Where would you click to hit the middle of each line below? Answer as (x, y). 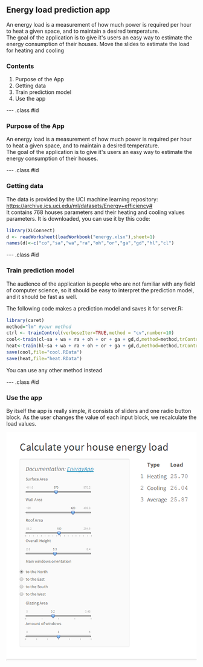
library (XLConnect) (31, 230)
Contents (20, 66)
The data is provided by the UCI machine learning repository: (82, 199)
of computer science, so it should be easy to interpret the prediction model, (100, 290)
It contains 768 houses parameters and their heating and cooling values (96, 212)
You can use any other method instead (54, 370)
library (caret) (25, 320)
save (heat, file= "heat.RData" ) (44, 358)
